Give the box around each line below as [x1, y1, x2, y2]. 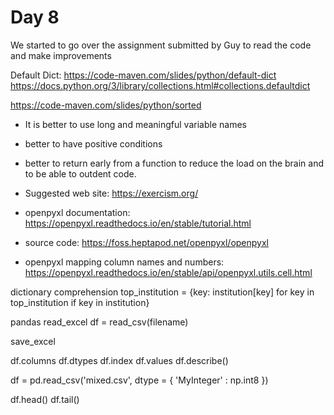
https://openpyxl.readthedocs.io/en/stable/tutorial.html [24, 217, 252, 229]
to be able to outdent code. [24, 167, 137, 180]
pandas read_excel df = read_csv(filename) [10, 316, 189, 328]
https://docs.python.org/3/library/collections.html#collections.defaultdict [10, 79, 311, 91]
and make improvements [10, 49, 112, 61]
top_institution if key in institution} [10, 296, 150, 308]
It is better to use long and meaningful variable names [24, 118, 247, 130]
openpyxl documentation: [24, 206, 131, 218]
